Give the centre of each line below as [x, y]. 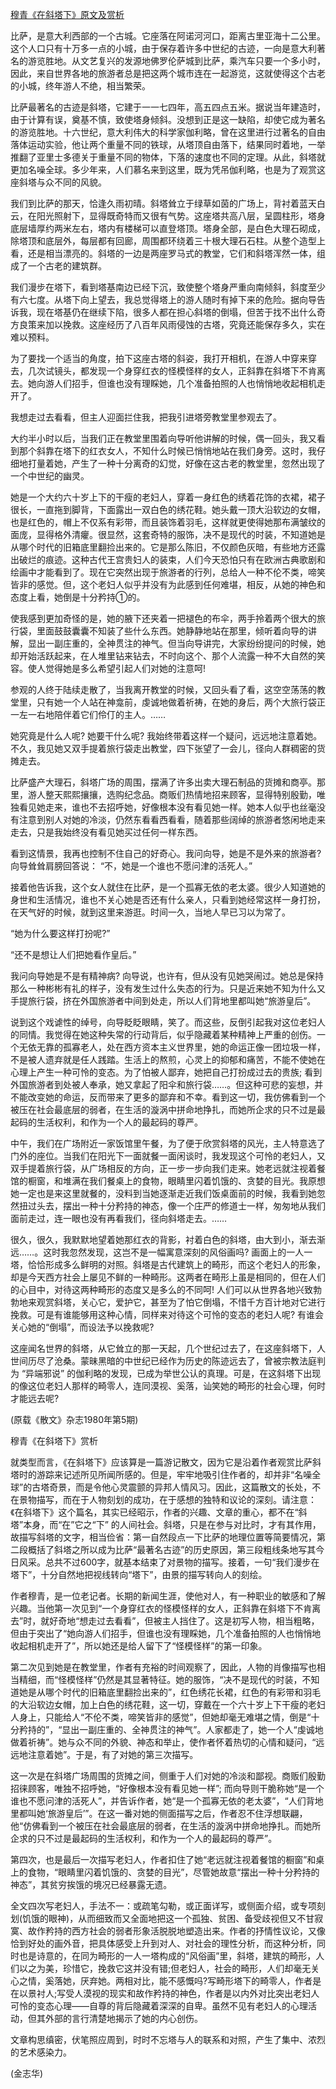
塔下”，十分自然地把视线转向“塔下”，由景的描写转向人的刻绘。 [139, 1574]
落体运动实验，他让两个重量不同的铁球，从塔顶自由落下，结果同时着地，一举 [168, 144]
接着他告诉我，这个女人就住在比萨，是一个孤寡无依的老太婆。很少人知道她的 [168, 887]
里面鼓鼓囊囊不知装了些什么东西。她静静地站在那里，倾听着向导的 [172, 631]
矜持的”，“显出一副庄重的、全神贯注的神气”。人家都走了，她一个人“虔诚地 [171, 1729]
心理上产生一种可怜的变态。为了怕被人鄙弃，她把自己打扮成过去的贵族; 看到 [166, 1072]
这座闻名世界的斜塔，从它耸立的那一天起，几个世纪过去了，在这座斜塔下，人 [168, 1348]
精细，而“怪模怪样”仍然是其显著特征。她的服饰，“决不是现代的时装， [160, 1679]
